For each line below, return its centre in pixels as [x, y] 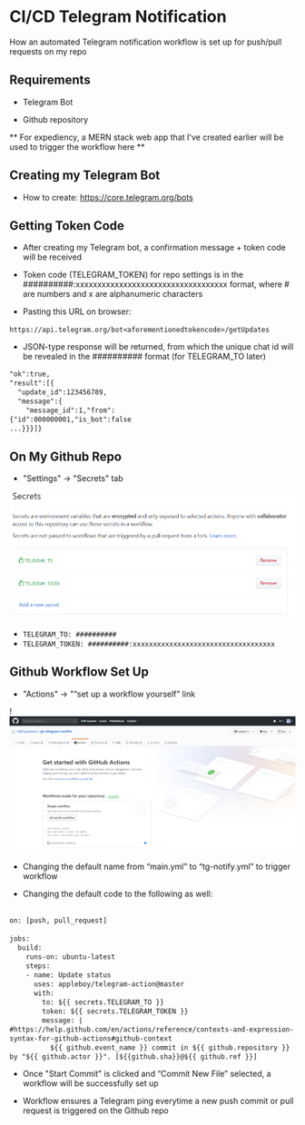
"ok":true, [30, 374]
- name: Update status [69, 975]
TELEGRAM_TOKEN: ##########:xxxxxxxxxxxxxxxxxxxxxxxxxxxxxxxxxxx [148, 645]
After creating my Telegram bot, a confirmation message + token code [154, 248]
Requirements [50, 80]
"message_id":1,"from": [71, 410]
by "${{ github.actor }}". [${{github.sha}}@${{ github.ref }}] [133, 1056]
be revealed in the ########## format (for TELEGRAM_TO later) [144, 357]
